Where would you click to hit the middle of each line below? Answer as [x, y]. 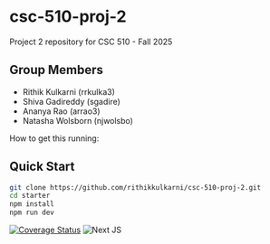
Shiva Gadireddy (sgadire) [71, 101]
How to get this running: [54, 138]
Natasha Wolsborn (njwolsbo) [78, 120]
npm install [32, 204]
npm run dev [32, 213]
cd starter [30, 196]
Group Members [57, 70]
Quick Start [42, 167]
